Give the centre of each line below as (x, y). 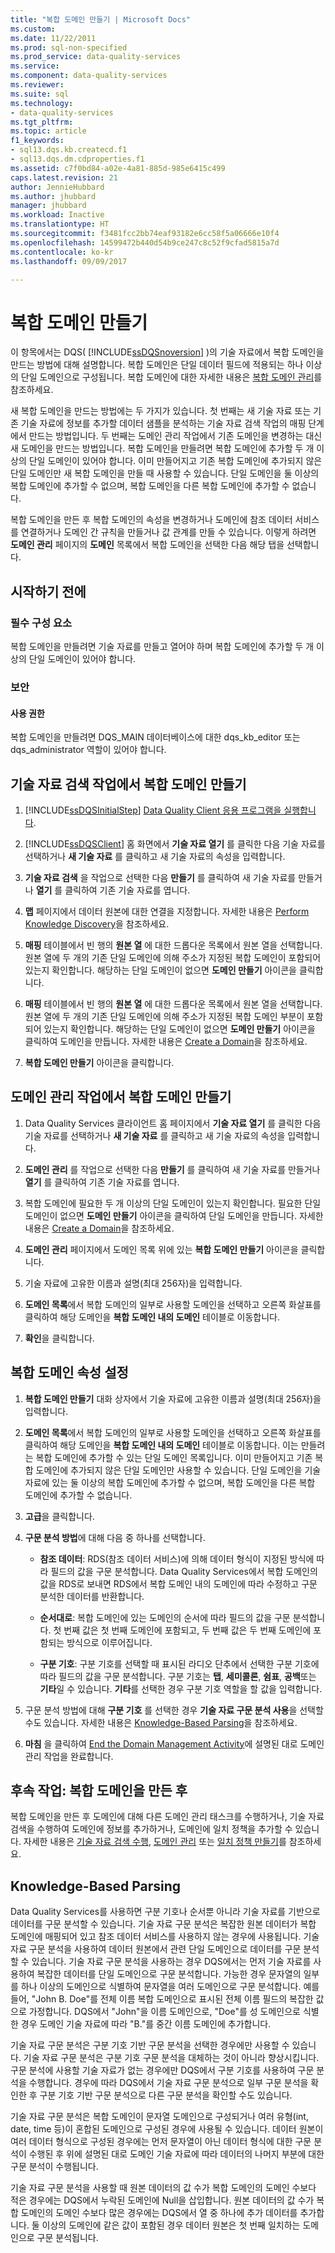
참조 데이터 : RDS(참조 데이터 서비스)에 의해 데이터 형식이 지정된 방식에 (177, 1558)
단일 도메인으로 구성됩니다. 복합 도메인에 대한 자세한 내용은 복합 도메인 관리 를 (171, 377)
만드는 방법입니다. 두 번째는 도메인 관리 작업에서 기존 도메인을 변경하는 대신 (175, 436)
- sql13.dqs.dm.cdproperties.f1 (77, 159)
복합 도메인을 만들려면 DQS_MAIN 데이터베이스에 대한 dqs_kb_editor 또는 (155, 737)
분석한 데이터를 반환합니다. (92, 1596)
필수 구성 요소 (41, 623)
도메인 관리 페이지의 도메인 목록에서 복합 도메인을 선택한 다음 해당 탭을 (147, 545)
